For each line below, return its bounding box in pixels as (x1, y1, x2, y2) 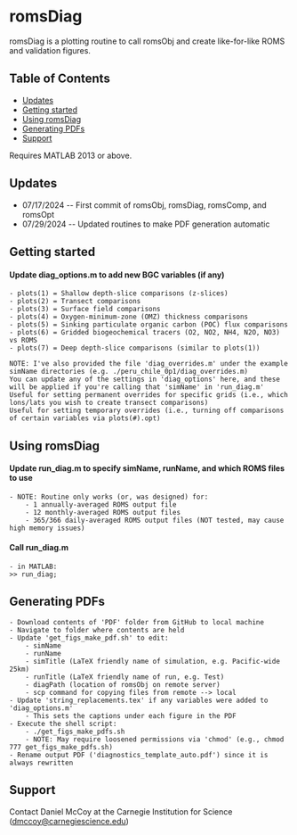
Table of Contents (9, 71, 111, 87)
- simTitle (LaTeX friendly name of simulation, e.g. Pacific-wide (25, 657, 280, 666)
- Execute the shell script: (9, 719, 117, 728)
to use (9, 473, 33, 484)
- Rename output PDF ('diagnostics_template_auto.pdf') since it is (9, 750, 269, 759)
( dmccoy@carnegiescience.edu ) (9, 815, 129, 826)
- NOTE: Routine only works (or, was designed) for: (9, 492, 209, 501)
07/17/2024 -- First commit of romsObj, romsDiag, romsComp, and (21, 199, 267, 211)
